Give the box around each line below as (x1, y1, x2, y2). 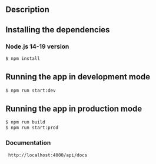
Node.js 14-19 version (5, 42, 69, 51)
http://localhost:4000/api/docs (8, 152, 88, 158)
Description (5, 5, 49, 15)
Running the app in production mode (5, 104, 142, 114)
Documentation (5, 139, 51, 147)
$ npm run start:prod (5, 125, 59, 131)
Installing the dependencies (5, 25, 110, 35)
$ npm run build (5, 119, 45, 125)
